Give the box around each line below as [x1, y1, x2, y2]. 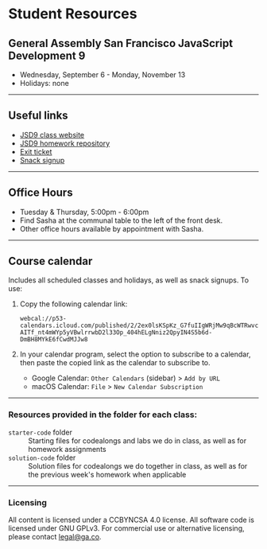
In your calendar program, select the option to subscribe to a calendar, [19, 349, 251, 359]
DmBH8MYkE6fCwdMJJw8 [19, 336, 88, 344]
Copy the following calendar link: [19, 299, 128, 309]
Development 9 [8, 49, 86, 62]
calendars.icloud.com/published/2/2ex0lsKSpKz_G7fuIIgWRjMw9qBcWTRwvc [19, 321, 259, 330]
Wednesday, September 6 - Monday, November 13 [19, 70, 186, 80]
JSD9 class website [19, 130, 85, 139]
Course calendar [8, 255, 93, 268]
